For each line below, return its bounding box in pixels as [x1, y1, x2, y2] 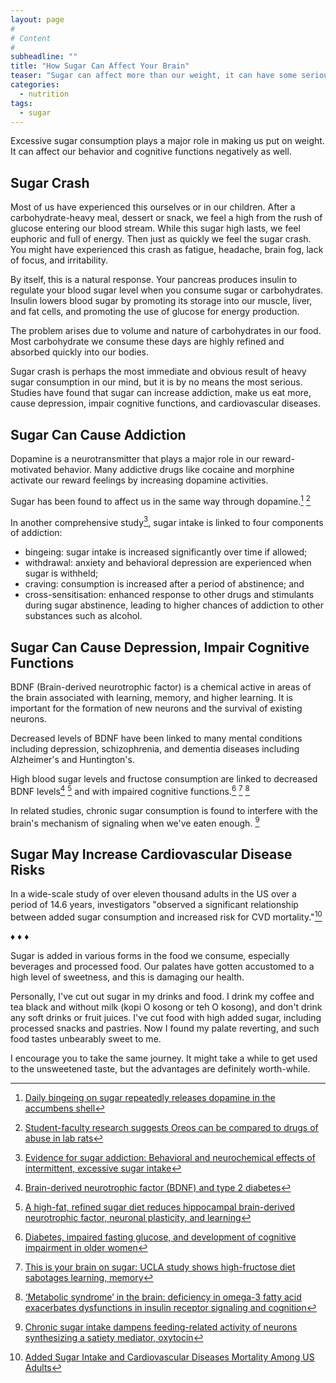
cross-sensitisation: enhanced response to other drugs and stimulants [24, 589, 315, 601]
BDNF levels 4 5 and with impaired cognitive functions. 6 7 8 [10, 784, 250, 797]
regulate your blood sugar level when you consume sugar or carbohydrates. [10, 284, 324, 296]
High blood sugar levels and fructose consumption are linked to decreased [10, 773, 318, 785]
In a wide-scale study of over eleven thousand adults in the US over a [10, 888, 297, 900]
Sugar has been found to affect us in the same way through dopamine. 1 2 [10, 494, 311, 507]
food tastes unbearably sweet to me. [10, 1032, 162, 1045]
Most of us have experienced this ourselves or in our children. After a [10, 201, 296, 213]
